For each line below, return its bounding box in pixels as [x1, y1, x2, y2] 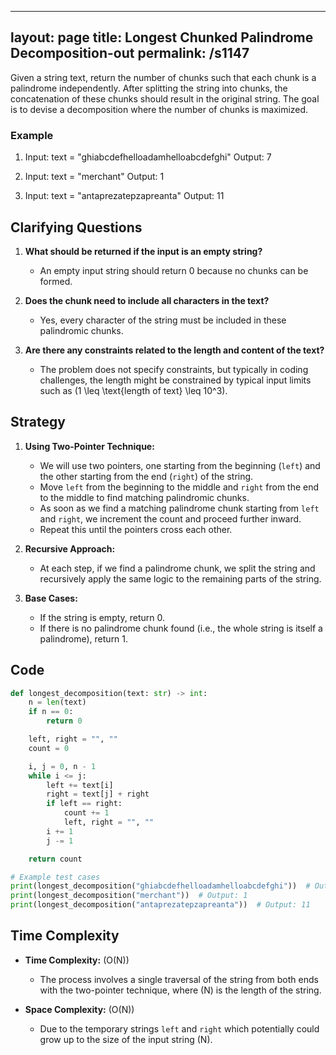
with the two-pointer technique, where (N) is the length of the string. [39, 984, 322, 996]
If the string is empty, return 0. [39, 611, 166, 623]
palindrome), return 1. [39, 632, 129, 645]
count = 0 [28, 743, 70, 753]
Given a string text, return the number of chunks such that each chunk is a [10, 71, 317, 83]
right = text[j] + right [46, 789, 150, 800]
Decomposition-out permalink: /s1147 [10, 45, 250, 62]
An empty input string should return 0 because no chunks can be [39, 264, 309, 276]
